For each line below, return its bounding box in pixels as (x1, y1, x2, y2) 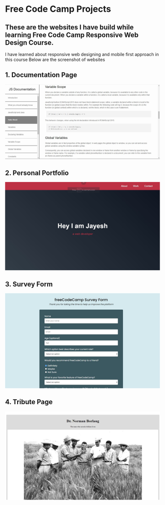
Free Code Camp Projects (5, 3, 111, 15)
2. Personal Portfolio (5, 169, 69, 177)
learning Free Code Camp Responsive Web (5, 30, 139, 39)
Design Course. (5, 38, 54, 47)
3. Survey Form (5, 280, 53, 288)
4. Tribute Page (5, 398, 53, 406)
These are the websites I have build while (5, 23, 134, 31)
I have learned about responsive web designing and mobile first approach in (5, 52, 159, 57)
